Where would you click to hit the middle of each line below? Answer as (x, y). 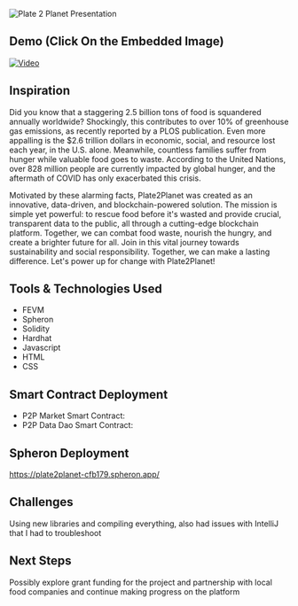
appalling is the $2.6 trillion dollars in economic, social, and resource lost (142, 140)
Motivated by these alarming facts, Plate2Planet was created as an (131, 195)
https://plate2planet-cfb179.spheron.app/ (84, 475)
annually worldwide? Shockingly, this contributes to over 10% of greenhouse (149, 121)
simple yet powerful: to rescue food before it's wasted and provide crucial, (145, 214)
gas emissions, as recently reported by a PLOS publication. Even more (137, 131)
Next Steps (40, 561)
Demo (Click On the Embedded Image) (117, 41)
